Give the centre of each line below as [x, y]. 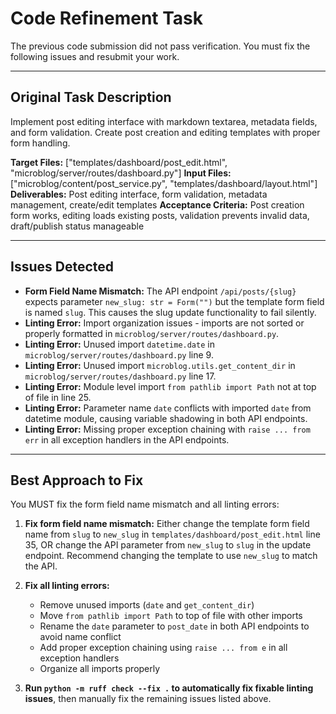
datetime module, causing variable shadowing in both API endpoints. [166, 418]
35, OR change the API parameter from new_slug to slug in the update [168, 545]
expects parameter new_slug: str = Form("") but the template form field [174, 301]
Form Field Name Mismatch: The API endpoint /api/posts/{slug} [160, 291]
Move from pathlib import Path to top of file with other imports [171, 616]
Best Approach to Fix [77, 480]
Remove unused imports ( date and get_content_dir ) [147, 605]
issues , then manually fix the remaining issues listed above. [148, 699]
